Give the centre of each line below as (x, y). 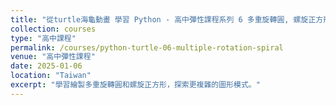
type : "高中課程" (43, 38)
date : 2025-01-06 (46, 66)
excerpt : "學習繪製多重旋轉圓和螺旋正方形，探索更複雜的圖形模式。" (135, 85)
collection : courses (53, 29)
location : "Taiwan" (51, 76)
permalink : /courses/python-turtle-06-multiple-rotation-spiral (147, 47)
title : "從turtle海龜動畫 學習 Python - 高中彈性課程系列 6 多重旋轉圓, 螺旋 (159, 19)
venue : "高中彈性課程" (53, 57)
